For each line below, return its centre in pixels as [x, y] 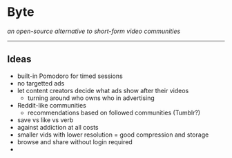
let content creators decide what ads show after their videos [103, 90]
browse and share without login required [75, 141]
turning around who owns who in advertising [91, 98]
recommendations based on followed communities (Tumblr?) [114, 112]
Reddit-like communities [51, 105]
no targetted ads [41, 83]
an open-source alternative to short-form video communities [94, 31]
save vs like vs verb [45, 120]
